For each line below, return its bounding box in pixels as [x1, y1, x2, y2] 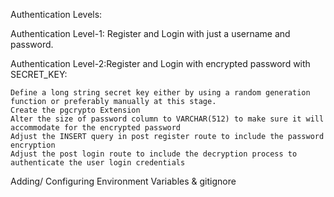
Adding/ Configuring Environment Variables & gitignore [10, 175, 237, 187]
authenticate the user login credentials [10, 158, 186, 168]
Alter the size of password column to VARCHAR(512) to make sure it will [10, 114, 325, 124]
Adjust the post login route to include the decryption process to [10, 149, 298, 159]
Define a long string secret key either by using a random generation [10, 88, 311, 98]
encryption [10, 140, 56, 150]
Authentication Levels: [10, 9, 103, 20]
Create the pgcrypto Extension [10, 105, 141, 115]
